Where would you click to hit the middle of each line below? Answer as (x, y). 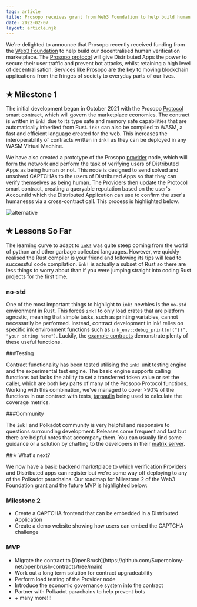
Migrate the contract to (42, 560)
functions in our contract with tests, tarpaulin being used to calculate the (94, 396)
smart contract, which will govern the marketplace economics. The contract (98, 115)
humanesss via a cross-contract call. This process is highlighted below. (93, 201)
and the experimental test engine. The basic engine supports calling (89, 371)
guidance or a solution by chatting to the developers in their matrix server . (96, 444)
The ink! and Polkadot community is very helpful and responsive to (88, 425)
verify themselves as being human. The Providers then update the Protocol (97, 182)
